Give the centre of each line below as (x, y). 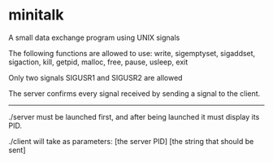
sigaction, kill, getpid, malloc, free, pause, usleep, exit (98, 62)
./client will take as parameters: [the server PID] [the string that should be (131, 141)
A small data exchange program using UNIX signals (94, 37)
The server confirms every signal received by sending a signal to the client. (134, 93)
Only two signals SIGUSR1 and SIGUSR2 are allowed (95, 77)
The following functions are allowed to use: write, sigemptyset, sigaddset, (132, 53)
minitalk (36, 15)
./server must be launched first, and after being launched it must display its (134, 116)
